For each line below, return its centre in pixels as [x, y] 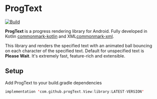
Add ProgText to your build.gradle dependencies [54, 83]
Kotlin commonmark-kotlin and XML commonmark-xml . [60, 36]
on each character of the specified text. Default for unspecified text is [75, 51]
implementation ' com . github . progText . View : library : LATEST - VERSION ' [75, 92]
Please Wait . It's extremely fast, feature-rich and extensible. [65, 56]
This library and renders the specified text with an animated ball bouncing [79, 45]
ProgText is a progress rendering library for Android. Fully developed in [76, 31]
